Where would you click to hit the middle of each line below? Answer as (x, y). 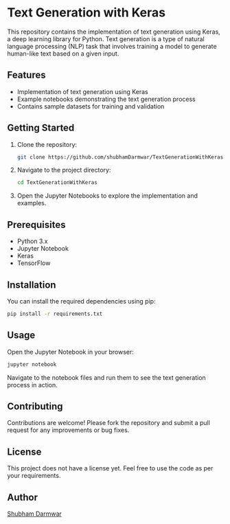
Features (26, 75)
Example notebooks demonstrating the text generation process (106, 99)
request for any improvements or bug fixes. (68, 430)
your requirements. (34, 476)
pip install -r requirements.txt (55, 314)
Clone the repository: (47, 144)
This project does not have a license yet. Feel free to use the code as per (110, 468)
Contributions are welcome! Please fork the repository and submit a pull (109, 423)
